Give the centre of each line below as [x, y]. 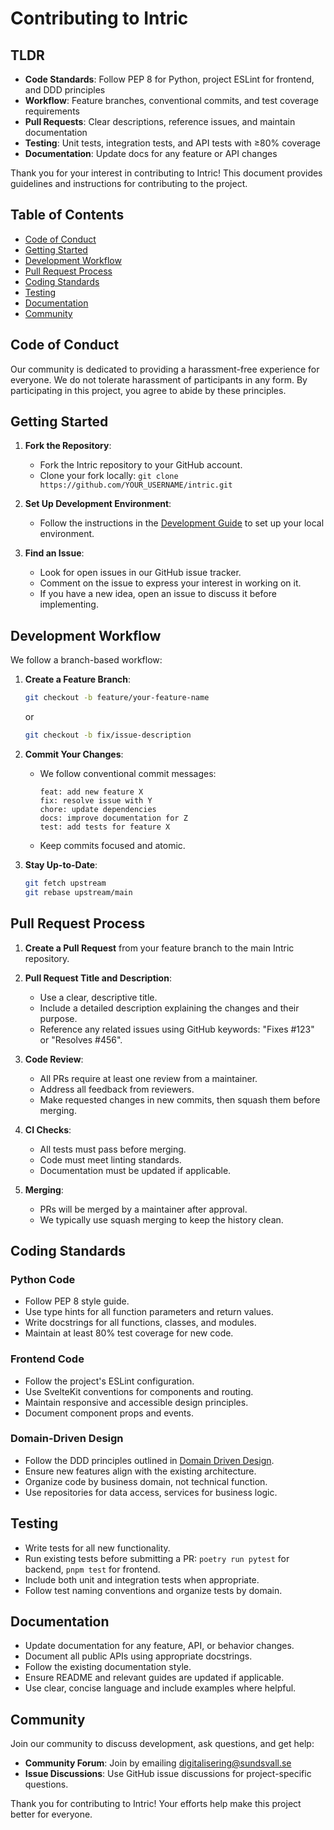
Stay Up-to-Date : [61, 865]
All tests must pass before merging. [113, 1149]
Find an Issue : [54, 553]
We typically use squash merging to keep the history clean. [161, 1219]
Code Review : [54, 1059]
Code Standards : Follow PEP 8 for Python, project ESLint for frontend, [169, 79]
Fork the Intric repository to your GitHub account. [141, 465]
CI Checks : [48, 1129]
